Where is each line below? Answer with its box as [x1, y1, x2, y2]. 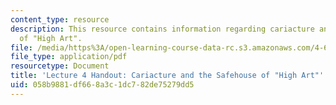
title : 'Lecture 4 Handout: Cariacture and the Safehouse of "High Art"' [10, 71, 325, 81]
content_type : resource [10, 14, 110, 25]
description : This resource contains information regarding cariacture [10, 24, 315, 34]
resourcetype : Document [10, 61, 110, 71]
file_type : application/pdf [10, 52, 128, 62]
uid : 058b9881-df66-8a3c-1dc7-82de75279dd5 [10, 80, 195, 90]
